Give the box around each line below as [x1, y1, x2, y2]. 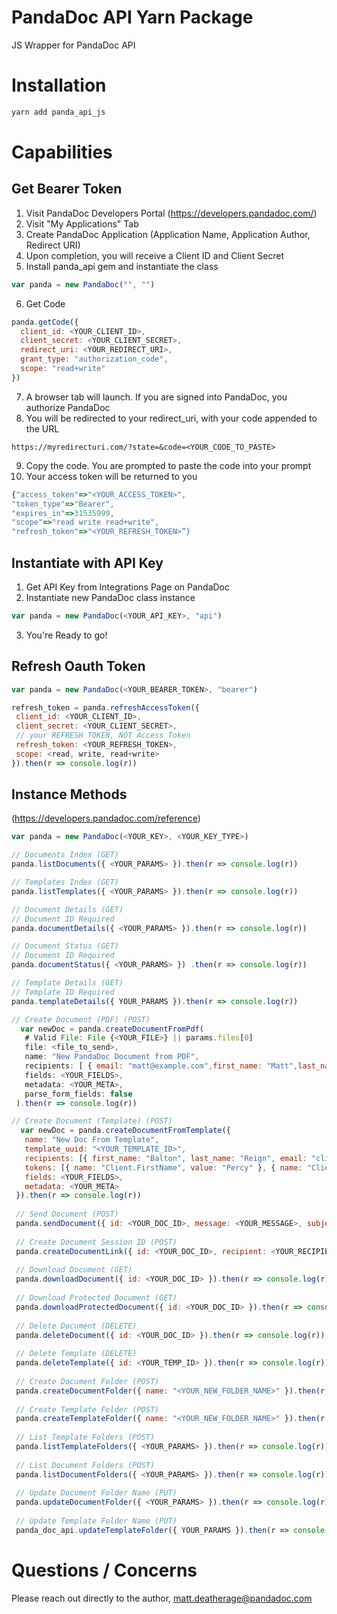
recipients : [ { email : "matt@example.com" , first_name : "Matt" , [24, 1061, 299, 1071]
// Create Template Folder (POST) [15, 1404, 160, 1415]
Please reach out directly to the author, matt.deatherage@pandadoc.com [11, 1592, 313, 1604]
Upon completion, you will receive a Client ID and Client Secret [25, 249, 285, 261]
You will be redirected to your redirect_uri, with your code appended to [25, 412, 318, 424]
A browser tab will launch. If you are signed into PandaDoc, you [25, 391, 288, 403]
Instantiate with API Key [11, 554, 164, 571]
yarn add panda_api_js [11, 107, 106, 117]
